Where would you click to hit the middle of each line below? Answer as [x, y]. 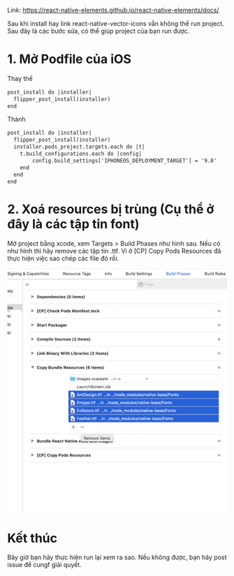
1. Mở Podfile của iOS [69, 59]
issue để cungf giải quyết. [44, 565]
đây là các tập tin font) [73, 224]
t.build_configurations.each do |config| [81, 154]
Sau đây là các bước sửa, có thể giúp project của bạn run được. [98, 31]
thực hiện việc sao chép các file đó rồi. [63, 258]
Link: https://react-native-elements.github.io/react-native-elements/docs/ [113, 10]
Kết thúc [32, 538]
